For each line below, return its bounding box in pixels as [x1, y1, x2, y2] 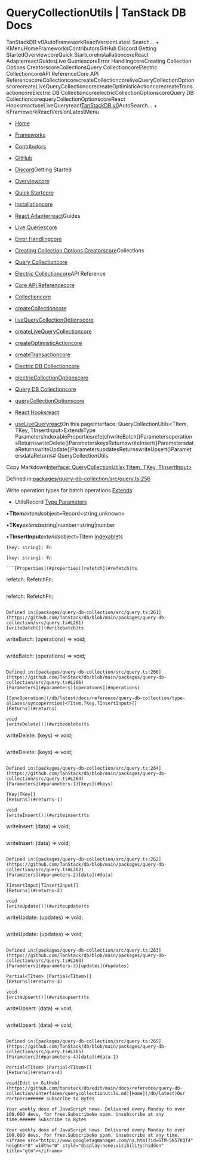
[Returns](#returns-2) [6, 887, 63, 893]
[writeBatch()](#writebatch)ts [6, 625, 84, 631]
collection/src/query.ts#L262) [6, 866, 84, 872]
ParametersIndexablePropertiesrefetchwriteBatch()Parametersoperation [14, 433, 192, 440]
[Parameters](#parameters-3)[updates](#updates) [6, 962, 130, 969]
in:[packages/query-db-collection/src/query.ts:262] [27, 856, 162, 862]
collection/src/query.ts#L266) [6, 679, 84, 686]
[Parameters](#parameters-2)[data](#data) [6, 872, 113, 878]
